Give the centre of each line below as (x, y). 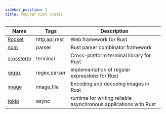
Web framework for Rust (99, 39)
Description (115, 31)
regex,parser (51, 73)
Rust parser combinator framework (111, 47)
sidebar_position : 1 (26, 10)
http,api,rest (50, 39)
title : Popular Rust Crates (34, 14)
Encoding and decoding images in (110, 83)
